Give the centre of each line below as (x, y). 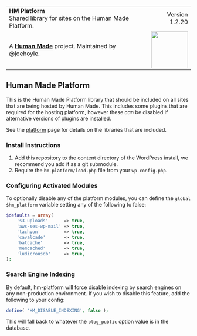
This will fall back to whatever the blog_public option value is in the (87, 322)
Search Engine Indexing (40, 274)
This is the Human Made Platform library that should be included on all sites (97, 99)
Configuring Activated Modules (52, 186)
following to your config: (35, 300)
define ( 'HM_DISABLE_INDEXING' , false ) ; (57, 310)
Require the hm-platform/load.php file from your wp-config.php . (91, 171)
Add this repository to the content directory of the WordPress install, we (101, 158)
